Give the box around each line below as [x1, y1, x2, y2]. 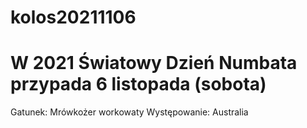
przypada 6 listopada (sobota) [10, 73, 267, 96]
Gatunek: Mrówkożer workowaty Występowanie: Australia [10, 106, 249, 118]
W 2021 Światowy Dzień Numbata [10, 52, 298, 75]
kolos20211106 [10, 6, 137, 29]
